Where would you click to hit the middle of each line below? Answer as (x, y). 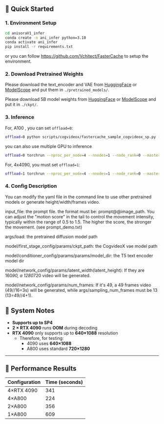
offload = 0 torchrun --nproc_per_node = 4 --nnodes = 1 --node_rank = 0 (73, 155)
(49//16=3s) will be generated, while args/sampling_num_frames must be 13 (81, 290)
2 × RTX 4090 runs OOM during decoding (55, 328)
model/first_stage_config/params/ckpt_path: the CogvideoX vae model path (81, 246)
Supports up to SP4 (32, 322)
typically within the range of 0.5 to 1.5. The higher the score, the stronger (78, 222)
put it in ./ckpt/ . (21, 105)
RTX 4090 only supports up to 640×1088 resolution (65, 333)
